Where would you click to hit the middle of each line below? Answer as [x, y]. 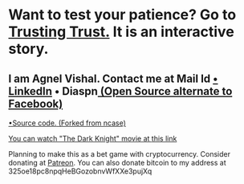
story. [28, 49]
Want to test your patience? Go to [122, 15]
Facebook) [36, 103]
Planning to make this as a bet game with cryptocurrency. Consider [120, 154]
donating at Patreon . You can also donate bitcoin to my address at [117, 163]
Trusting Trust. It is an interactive [121, 32]
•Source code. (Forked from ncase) [67, 123]
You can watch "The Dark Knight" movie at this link [93, 139]
